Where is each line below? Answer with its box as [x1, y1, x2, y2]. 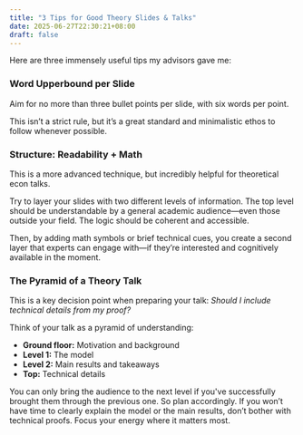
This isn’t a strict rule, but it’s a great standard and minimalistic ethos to [9, 115, 276, 127]
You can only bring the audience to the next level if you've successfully [9, 386, 277, 397]
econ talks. [9, 178, 51, 188]
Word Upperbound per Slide [9, 78, 136, 91]
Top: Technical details [22, 369, 106, 380]
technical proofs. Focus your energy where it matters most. [9, 415, 231, 426]
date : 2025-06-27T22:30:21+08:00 [9, 22, 136, 31]
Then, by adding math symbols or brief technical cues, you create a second [9, 232, 292, 243]
